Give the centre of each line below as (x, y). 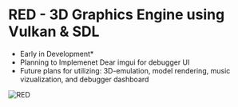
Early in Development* (57, 53)
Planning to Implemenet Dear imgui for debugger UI (105, 62)
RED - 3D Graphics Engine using (117, 15)
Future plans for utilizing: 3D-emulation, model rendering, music (125, 70)
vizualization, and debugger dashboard (84, 79)
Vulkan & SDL (54, 32)
